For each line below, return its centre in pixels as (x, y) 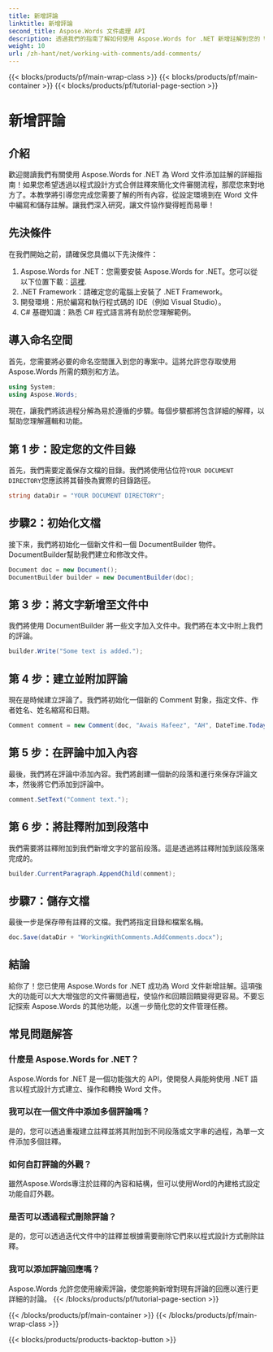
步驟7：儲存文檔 (49, 900)
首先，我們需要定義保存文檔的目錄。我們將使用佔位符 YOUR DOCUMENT (121, 470)
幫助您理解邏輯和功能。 (48, 421)
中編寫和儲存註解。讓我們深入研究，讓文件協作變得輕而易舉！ (112, 205)
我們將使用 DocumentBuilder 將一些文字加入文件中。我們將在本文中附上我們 (136, 626)
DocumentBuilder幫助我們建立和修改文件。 (80, 554)
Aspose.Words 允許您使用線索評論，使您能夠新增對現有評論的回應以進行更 (134, 1289)
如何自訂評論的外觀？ (50, 1164)
